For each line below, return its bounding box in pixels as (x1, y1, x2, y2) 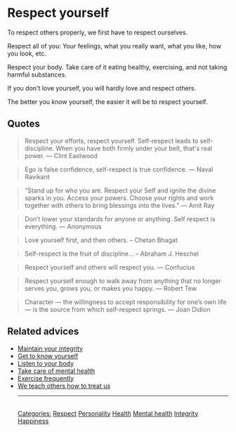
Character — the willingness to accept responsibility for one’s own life (24, 297, 227, 306)
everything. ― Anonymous (24, 222, 102, 230)
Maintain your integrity (17, 344, 83, 353)
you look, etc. (7, 49, 47, 58)
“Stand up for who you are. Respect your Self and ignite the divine (24, 186, 216, 195)
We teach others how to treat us (17, 381, 111, 390)
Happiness (17, 417, 49, 425)
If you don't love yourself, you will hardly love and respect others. (7, 84, 197, 92)
